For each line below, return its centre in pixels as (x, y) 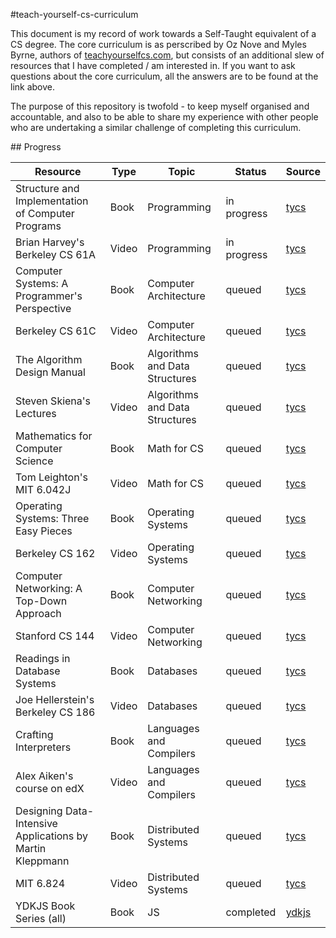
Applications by (52, 836)
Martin (31, 848)
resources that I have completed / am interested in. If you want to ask (153, 65)
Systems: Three (52, 518)
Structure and (47, 188)
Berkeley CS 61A (56, 254)
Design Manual (50, 372)
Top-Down (41, 601)
